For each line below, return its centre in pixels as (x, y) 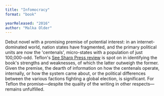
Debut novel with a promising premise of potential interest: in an (71, 42)
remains (13, 89)
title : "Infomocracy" (28, 10)
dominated (16, 47)
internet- (146, 42)
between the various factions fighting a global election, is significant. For (80, 79)
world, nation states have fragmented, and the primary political (92, 47)
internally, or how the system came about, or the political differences (75, 73)
